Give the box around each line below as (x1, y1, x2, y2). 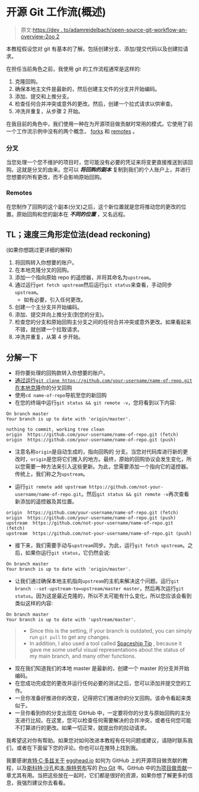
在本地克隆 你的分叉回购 (14, 384, 72, 391)
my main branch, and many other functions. (29, 652, 136, 660)
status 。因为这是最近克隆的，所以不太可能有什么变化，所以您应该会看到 (14, 592, 192, 599)
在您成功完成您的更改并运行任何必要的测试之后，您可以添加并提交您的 (14, 680, 187, 687)
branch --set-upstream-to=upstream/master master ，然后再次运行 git (14, 585, 184, 592)
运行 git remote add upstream (14, 483, 87, 491)
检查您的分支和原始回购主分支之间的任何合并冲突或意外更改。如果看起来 (14, 319, 191, 326)
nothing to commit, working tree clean (6, 426, 105, 433)
